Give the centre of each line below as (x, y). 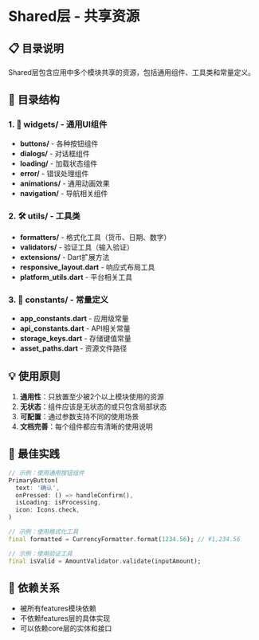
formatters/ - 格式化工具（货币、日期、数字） (95, 237)
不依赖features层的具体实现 (65, 618)
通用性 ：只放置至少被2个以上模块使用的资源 (92, 397)
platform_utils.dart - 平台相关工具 (76, 277)
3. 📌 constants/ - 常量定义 (59, 300)
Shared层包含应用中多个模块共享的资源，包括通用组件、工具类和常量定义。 (131, 72)
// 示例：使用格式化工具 (43, 532)
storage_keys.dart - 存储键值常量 (75, 339)
